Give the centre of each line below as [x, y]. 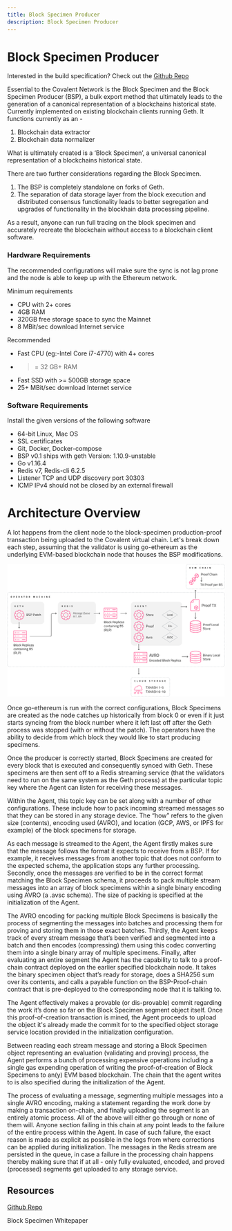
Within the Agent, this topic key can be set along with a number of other [109, 800]
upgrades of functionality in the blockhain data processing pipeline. [113, 209]
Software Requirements [48, 405]
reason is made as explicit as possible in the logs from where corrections [111, 1139]
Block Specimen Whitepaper [48, 1221]
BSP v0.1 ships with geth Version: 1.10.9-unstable [86, 456]
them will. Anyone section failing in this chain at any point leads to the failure [116, 1124]
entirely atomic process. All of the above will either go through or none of [111, 1118]
